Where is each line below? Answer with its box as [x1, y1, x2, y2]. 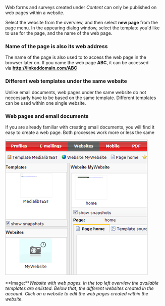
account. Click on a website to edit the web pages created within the [5, 290, 149, 296]
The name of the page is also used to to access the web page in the [5, 54, 146, 60]
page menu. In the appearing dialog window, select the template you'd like [5, 25, 160, 31]
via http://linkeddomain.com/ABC [5, 65, 77, 71]
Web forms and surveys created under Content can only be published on [5, 5, 157, 10]
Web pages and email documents [5, 112, 89, 119]
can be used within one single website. [5, 100, 86, 106]
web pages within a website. [5, 10, 65, 16]
